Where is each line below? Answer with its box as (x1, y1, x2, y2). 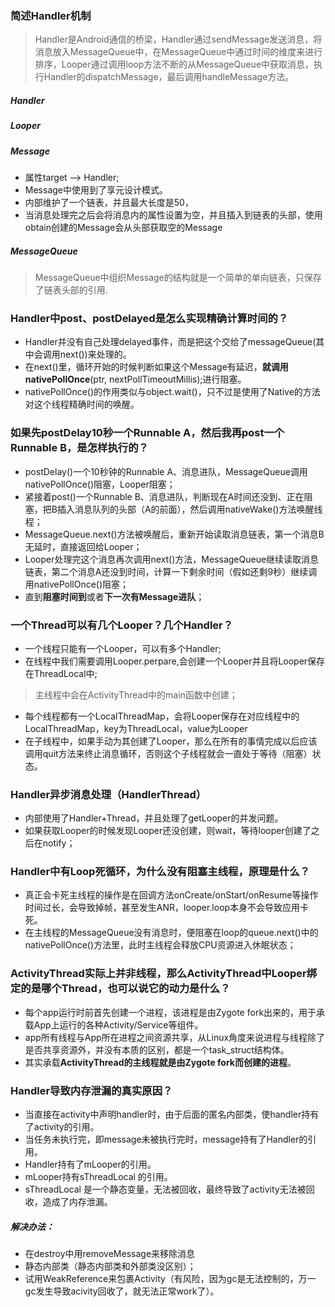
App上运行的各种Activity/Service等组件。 (33, 1018, 204, 1031)
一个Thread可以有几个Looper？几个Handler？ (10, 618, 234, 632)
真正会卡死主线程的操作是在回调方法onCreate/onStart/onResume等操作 (24, 889, 319, 901)
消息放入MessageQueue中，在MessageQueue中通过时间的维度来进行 (34, 46, 323, 58)
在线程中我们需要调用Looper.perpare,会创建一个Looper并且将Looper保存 (24, 655, 326, 667)
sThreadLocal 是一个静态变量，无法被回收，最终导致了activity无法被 (24, 1183, 307, 1196)
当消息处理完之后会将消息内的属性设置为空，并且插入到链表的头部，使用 (24, 209, 323, 221)
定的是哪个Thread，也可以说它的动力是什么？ (10, 982, 231, 996)
